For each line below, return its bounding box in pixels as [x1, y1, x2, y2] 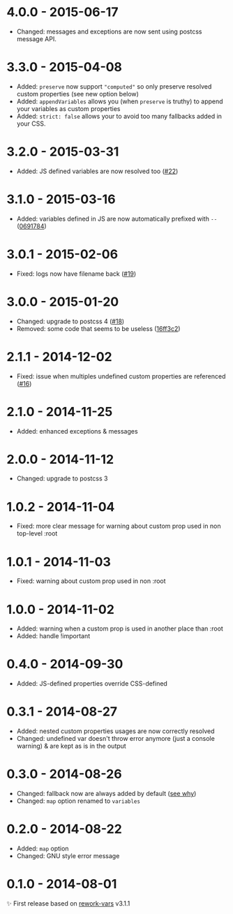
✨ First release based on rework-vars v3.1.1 [6, 899, 130, 908]
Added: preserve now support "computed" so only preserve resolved [16, 82, 212, 91]
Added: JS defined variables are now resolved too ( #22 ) [16, 167, 179, 175]
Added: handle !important [16, 632, 91, 640]
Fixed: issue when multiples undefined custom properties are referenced [16, 371, 226, 381]
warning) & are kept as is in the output [16, 742, 126, 751]
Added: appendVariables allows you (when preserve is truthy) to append [16, 97, 224, 105]
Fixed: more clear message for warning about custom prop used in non [16, 522, 221, 531]
